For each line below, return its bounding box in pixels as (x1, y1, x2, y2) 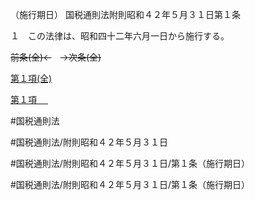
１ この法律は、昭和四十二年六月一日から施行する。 (10, 30, 230, 42)
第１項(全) (10, 73, 53, 84)
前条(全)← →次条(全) (10, 51, 102, 63)
